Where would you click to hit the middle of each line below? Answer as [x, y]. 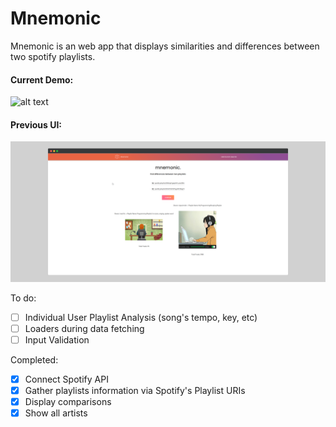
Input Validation [57, 339]
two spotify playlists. [53, 56]
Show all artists [56, 413]
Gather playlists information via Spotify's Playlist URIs [135, 391]
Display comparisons [68, 402]
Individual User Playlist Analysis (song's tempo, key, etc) [141, 317]
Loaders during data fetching [84, 328]
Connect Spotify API [66, 379]
